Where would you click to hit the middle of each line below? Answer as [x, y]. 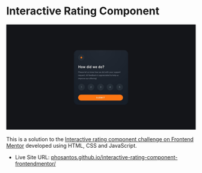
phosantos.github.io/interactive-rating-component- [114, 157]
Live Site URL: [32, 157]
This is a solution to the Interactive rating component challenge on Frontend [100, 139]
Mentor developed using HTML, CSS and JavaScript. [72, 145]
